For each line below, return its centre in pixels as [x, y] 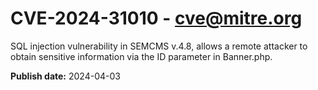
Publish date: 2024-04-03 [65, 76]
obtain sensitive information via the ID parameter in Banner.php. [141, 56]
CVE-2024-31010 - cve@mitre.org [156, 18]
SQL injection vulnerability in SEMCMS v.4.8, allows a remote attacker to [159, 46]
